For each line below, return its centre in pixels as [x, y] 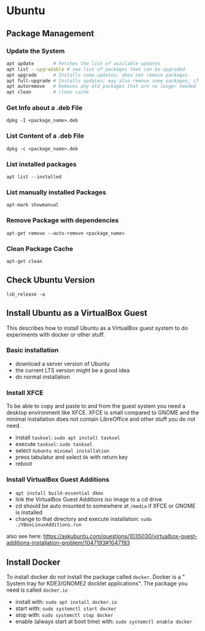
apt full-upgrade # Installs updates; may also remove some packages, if [103, 80]
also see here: [24, 536]
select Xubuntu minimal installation [62, 451]
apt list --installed [34, 177]
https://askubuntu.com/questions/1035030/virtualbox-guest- [120, 536]
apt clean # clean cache [48, 92]
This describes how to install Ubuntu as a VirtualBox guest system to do [97, 328]
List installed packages [41, 164]
